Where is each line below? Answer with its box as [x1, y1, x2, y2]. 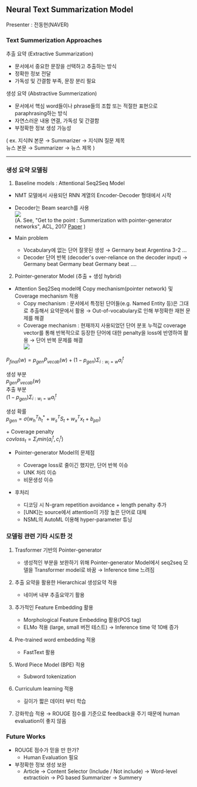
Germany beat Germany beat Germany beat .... [23, 261, 137, 268]
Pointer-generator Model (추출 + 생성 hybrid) [14, 273, 122, 280]
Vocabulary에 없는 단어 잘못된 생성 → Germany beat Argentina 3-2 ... [23, 246, 187, 254]
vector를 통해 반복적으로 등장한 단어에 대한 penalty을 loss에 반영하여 [23, 329, 183, 336]
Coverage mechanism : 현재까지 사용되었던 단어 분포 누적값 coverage [23, 322, 186, 329]
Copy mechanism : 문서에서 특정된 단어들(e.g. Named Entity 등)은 [23, 300, 178, 307]
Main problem [14, 235, 49, 242]
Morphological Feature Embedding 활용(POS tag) [23, 616, 142, 623]
